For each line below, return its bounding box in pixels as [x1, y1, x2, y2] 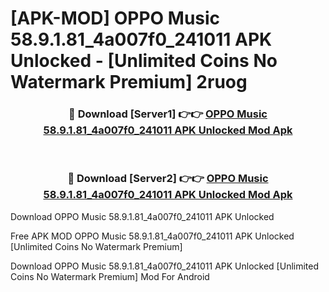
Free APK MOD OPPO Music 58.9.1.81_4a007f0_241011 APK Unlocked [10, 230, 295, 242]
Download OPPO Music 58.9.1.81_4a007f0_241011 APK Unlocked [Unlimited [10, 260, 320, 272]
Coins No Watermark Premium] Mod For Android [10, 270, 210, 282]
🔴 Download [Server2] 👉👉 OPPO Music [67, 172, 269, 186]
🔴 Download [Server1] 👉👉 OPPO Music [68, 107, 268, 121]
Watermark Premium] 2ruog [10, 71, 248, 94]
